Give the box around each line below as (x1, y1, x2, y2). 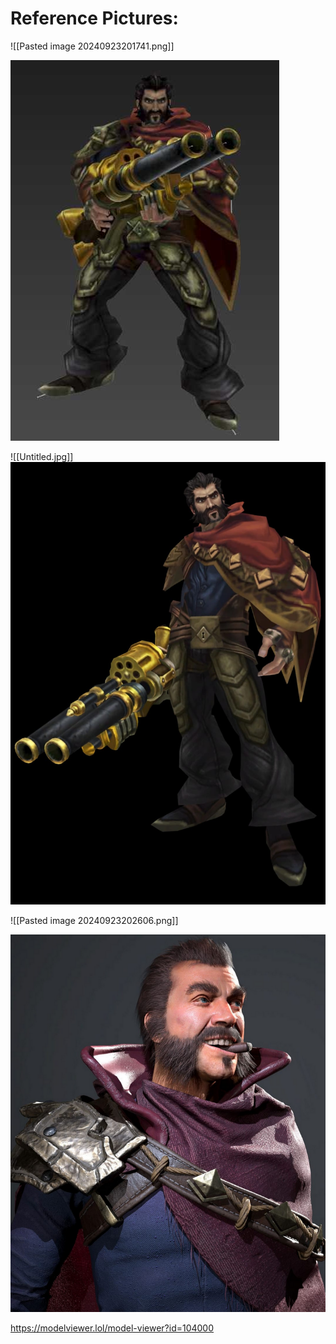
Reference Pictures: (10, 7, 179, 30)
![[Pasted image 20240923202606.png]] (10, 914, 179, 926)
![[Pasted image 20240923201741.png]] (10, 40, 175, 52)
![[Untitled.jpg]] (10, 450, 74, 462)
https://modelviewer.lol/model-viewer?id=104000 (10, 1322, 215, 1334)
